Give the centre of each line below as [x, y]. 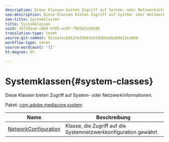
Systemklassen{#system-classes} [79, 81]
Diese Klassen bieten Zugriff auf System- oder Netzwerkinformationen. [79, 95]
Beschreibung [113, 117]
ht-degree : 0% [20, 52]
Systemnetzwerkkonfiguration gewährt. [112, 132]
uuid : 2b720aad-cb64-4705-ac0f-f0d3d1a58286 [53, 29]
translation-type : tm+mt [31, 33]
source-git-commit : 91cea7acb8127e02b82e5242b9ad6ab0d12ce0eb [72, 38]
